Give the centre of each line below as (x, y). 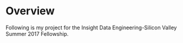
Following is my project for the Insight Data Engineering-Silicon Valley (91, 27)
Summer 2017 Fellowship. (37, 33)
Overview (30, 11)
